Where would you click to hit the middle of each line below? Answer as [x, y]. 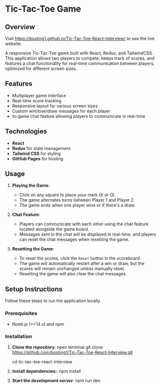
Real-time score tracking [37, 101]
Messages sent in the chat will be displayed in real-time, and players [88, 235]
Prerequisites [21, 313]
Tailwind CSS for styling [36, 153]
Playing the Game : [31, 186]
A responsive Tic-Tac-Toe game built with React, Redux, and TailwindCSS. [79, 53]
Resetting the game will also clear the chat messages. [73, 274]
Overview [20, 27]
